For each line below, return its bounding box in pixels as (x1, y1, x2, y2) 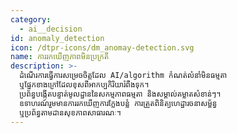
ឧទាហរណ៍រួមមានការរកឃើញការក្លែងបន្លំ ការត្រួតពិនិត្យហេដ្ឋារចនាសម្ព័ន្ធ (19, 98, 218, 108)
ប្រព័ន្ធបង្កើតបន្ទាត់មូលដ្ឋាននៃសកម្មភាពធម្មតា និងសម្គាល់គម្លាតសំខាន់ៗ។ (19, 89, 222, 99)
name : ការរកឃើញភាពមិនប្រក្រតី (10, 52, 110, 62)
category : (10, 14, 52, 25)
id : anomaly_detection (10, 33, 105, 43)
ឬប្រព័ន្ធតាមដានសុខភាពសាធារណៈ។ (19, 107, 122, 118)
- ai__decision (19, 24, 83, 34)
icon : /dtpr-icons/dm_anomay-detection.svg (10, 42, 195, 53)
